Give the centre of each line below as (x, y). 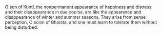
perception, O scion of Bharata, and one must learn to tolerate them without (81, 22)
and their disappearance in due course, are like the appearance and (73, 12)
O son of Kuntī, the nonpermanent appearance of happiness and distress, (79, 7)
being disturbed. (21, 27)
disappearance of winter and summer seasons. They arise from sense (75, 17)
